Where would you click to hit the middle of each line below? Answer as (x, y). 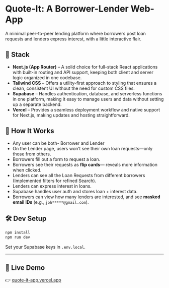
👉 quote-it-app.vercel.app (33, 280)
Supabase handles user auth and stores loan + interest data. (75, 191)
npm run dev (18, 238)
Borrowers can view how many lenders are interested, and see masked (86, 197)
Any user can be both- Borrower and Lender (58, 143)
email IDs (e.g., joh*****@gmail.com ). (51, 202)
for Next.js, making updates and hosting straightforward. (71, 115)
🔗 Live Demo (25, 268)
